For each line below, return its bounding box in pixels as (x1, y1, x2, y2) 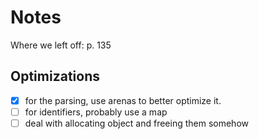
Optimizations (10, 68, 100, 85)
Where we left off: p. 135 (10, 39, 112, 51)
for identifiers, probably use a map (24, 106, 168, 118)
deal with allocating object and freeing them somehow (24, 117, 249, 129)
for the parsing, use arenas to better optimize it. (24, 94, 222, 106)
